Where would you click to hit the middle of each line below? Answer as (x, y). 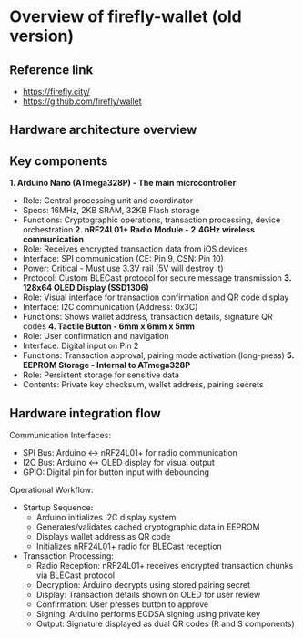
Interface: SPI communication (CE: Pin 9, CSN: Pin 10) (123, 259)
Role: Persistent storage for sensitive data (101, 375)
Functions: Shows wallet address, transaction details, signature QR (147, 317)
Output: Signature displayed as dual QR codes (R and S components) (166, 624)
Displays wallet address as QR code (103, 537)
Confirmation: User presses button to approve (122, 604)
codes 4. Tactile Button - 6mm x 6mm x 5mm (109, 326)
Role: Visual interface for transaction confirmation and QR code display (156, 297)
